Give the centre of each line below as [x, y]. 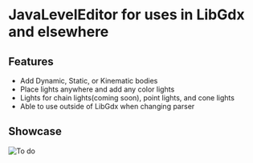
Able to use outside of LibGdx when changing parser [107, 106]
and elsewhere [59, 32]
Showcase [35, 131]
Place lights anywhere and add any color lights [97, 89]
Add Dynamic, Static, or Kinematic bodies [89, 81]
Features [31, 61]
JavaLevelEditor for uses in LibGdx [126, 15]
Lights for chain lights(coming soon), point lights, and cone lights [127, 98]
